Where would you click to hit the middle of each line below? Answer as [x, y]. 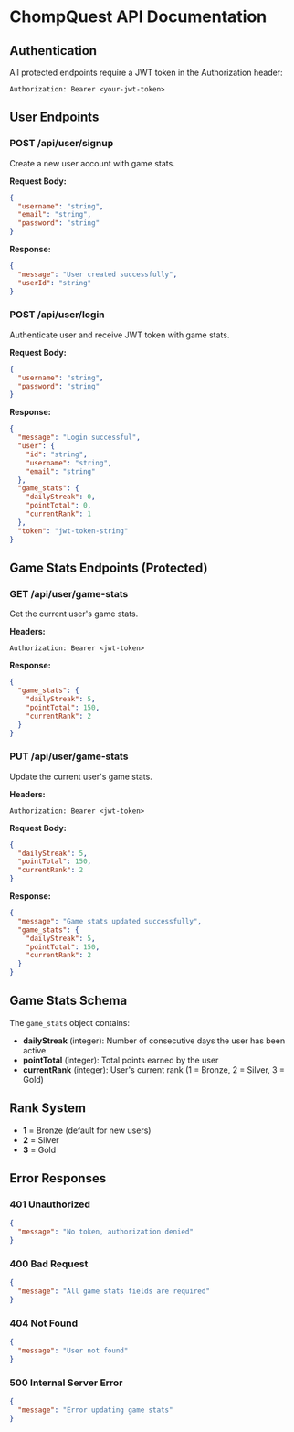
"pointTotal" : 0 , [59, 506]
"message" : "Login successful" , [79, 438]
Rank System [48, 1108]
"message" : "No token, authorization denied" [106, 1232]
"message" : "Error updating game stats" [95, 1410]
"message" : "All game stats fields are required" [114, 1291]
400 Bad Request [49, 1264]
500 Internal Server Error [66, 1383]
